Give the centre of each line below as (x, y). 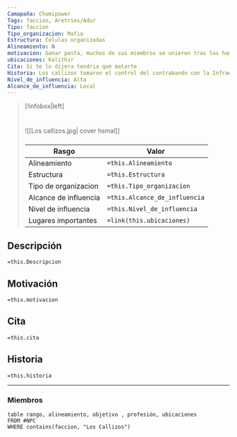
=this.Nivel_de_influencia (152, 209)
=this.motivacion (33, 300)
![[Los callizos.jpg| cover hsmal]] (72, 131)
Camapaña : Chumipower (39, 14)
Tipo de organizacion (63, 186)
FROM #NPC (22, 421)
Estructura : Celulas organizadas (56, 40)
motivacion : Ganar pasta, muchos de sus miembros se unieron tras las (113, 54)
